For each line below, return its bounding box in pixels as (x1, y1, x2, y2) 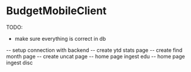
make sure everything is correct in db (14, 35, 106, 42)
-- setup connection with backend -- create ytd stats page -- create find (6, 46, 183, 54)
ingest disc (6, 59, 33, 66)
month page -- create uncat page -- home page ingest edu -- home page (6, 53, 185, 60)
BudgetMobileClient (6, 4, 107, 18)
